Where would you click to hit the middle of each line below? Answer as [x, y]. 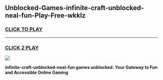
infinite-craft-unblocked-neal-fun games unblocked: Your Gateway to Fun [81, 67]
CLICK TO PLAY [24, 30]
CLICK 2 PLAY [22, 48]
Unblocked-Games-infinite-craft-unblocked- [74, 8]
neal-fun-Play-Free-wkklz [45, 16]
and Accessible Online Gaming [37, 72]
